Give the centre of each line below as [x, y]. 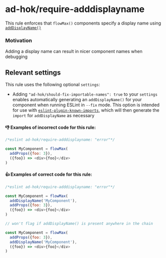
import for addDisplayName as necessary [53, 116]
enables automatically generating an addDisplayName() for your [77, 100]
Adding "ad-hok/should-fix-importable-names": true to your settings [85, 94]
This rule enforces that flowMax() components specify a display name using [83, 23]
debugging [16, 57]
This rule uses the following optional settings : [53, 85]
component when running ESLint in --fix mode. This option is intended [86, 105]
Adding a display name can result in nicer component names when [74, 52]
